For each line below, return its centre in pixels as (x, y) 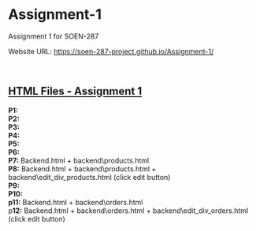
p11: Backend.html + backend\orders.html (76, 202)
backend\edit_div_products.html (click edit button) (89, 177)
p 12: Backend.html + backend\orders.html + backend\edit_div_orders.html (128, 211)
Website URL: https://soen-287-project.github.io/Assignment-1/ (111, 51)
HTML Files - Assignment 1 (75, 92)
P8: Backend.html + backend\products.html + (82, 169)
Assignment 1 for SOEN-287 (54, 36)
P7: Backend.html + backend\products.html (79, 160)
